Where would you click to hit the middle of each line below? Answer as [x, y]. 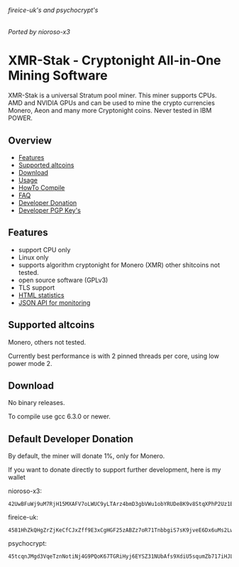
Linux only [33, 257]
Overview [30, 140]
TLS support [37, 287]
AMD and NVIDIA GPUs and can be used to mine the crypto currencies [112, 103]
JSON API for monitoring [54, 303]
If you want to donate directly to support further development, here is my [115, 470]
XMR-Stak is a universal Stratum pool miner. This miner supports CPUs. [112, 95]
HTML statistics [41, 295]
